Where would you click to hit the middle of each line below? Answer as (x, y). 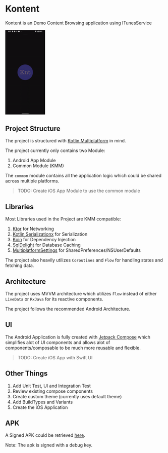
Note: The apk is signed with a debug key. (49, 445)
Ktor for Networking (33, 229)
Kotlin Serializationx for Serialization (50, 234)
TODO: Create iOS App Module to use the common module (79, 191)
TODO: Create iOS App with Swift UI (55, 357)
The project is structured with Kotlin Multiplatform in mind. (66, 141)
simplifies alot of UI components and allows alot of (58, 342)
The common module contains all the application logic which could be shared (83, 176)
